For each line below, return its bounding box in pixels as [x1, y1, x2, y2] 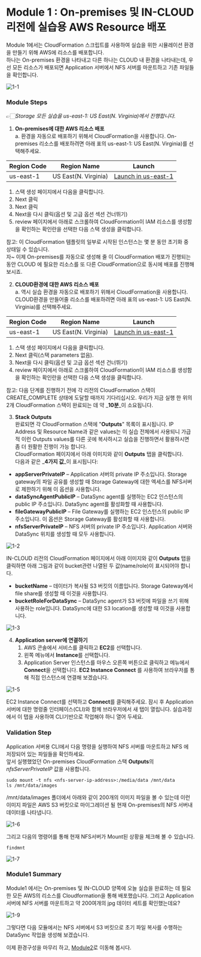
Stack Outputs [14, 414, 52, 421]
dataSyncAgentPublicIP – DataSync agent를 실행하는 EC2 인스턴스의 [14, 493, 184, 500]
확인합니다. [12, 71, 39, 78]
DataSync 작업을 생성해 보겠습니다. [6, 931, 90, 938]
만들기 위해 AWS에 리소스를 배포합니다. [12, 48, 105, 56]
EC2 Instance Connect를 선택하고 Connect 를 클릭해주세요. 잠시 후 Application [6, 698, 194, 705]
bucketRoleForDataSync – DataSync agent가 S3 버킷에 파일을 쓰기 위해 [14, 597, 189, 604]
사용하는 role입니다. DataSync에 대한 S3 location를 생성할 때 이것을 [14, 605, 175, 612]
